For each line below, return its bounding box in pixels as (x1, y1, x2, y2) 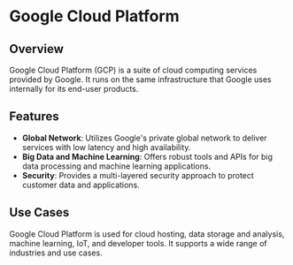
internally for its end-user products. (9, 84, 139, 94)
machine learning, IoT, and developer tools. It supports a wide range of (9, 238, 267, 248)
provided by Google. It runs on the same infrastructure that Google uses (9, 74, 272, 85)
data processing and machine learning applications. (21, 161, 211, 171)
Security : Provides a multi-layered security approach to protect (21, 170, 254, 180)
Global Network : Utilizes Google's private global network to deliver (21, 132, 267, 143)
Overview (9, 42, 65, 57)
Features (9, 109, 59, 125)
